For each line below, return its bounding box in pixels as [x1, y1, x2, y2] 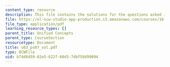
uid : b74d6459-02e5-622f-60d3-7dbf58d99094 [5, 54, 99, 59]
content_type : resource [5, 7, 56, 13]
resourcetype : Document [5, 40, 56, 45]
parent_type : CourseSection [5, 36, 65, 41]
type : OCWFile [5, 49, 35, 54]
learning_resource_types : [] [5, 26, 67, 31]
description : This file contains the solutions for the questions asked [5, 12, 162, 17]
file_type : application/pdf [5, 21, 65, 27]
